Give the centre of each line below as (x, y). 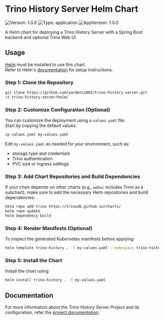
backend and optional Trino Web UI (41, 37)
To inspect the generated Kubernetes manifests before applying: (70, 239)
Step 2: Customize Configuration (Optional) (58, 110)
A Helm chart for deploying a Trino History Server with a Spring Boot (74, 32)
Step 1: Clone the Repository (39, 82)
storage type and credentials (41, 153)
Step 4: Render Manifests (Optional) (49, 228)
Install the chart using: (27, 271)
